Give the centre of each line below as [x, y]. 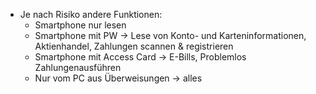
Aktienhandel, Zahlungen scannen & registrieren [134, 46]
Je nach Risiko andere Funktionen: [91, 14]
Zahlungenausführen [78, 67]
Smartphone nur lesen [80, 25]
